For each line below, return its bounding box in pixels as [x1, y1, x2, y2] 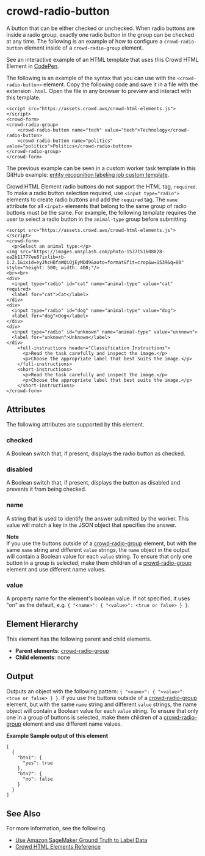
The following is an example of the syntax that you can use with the [6, 74, 176, 81]
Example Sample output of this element [6, 732, 109, 739]
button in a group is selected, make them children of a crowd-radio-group [6, 559, 192, 567]
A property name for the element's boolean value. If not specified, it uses [6, 595, 190, 602]
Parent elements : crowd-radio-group [15, 647, 110, 654]
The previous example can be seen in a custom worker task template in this [6, 164, 196, 172]
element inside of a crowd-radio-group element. [24, 44, 143, 51]
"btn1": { [17, 754, 43, 761]
